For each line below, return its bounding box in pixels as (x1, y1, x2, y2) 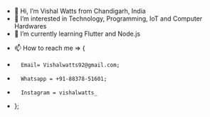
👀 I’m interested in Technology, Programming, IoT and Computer (14, 14, 203, 23)
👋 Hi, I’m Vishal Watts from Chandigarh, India (14, 7, 146, 15)
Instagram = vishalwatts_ (21, 89, 98, 96)
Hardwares (14, 22, 47, 30)
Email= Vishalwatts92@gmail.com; (21, 61, 120, 68)
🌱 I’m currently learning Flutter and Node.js (14, 29, 141, 38)
